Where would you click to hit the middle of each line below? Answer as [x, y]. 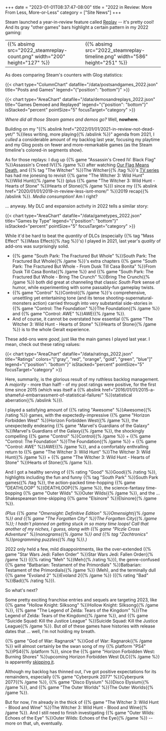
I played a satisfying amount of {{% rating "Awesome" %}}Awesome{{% [78, 410]
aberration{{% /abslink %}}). [34, 400]
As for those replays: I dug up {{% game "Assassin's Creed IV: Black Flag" [81, 160]
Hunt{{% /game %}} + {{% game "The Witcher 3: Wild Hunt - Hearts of [78, 457]
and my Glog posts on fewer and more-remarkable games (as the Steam [79, 145]
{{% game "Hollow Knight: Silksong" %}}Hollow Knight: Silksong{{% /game [82, 605]
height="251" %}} [106, 63]
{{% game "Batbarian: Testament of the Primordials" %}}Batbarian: [73, 565]
